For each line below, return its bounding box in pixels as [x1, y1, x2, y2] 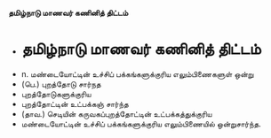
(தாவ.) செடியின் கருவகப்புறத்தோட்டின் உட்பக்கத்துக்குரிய [20, 108, 212, 119]
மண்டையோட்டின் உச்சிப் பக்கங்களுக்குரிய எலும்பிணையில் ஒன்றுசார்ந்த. [20, 119, 261, 129]
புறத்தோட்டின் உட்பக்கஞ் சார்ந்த [20, 98, 130, 109]
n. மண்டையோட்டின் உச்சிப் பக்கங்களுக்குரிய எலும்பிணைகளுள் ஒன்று [20, 68, 254, 79]
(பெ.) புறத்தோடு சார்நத [20, 79, 101, 89]
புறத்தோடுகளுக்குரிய [20, 88, 92, 99]
